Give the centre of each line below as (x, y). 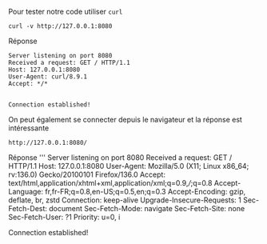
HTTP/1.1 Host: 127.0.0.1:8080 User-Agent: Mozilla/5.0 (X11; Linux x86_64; (129, 166)
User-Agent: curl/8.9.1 (48, 77)
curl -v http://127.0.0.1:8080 (60, 26)
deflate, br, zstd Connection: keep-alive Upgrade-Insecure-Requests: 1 (125, 200)
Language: (26, 192)
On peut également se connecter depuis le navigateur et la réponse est (125, 120)
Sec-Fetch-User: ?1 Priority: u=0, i (64, 217)
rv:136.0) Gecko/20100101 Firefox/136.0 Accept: (87, 174)
